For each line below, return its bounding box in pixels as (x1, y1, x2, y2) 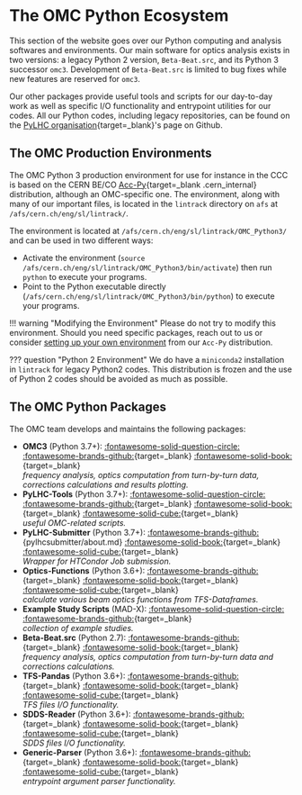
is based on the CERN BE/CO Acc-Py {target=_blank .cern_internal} (9, 179, 258, 190)
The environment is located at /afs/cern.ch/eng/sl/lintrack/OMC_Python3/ (9, 225, 288, 236)
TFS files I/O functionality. (22, 699, 120, 709)
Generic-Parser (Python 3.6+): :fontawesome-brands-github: (22, 746, 252, 757)
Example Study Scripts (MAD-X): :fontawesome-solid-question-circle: (22, 603, 285, 614)
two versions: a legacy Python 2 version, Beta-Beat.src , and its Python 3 (9, 54, 279, 65)
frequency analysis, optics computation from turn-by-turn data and (22, 651, 274, 662)
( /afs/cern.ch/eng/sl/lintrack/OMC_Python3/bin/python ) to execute (22, 290, 276, 302)
